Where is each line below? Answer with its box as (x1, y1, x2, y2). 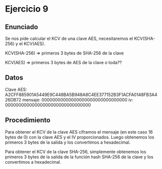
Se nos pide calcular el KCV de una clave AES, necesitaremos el (5, 35, 133, 41)
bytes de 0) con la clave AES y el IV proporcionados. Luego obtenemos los (5, 134, 154, 140)
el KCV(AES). (19, 41, 45, 47)
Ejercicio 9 (5, 3, 49, 15)
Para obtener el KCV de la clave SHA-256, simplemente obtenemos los (5, 149, 146, 154)
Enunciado (5, 23, 38, 31)
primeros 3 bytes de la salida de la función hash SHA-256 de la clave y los (5, 154, 154, 160)
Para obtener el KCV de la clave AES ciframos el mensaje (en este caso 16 (5, 129, 153, 135)
